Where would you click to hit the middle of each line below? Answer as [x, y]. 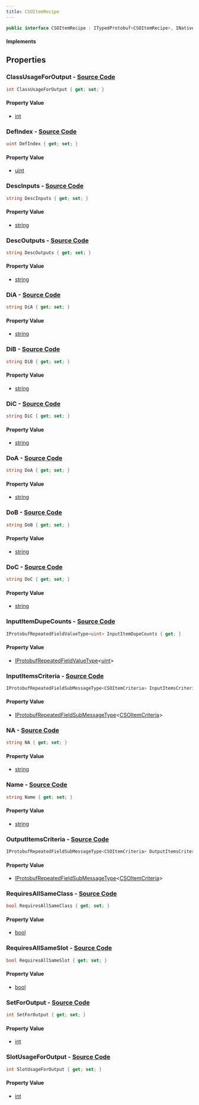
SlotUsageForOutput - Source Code [58, 1057]
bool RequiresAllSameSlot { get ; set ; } [57, 960]
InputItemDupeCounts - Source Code [61, 621]
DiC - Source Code [33, 403]
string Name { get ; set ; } [39, 797]
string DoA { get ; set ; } [38, 471]
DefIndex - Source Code [41, 132]
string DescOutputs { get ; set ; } [49, 253]
